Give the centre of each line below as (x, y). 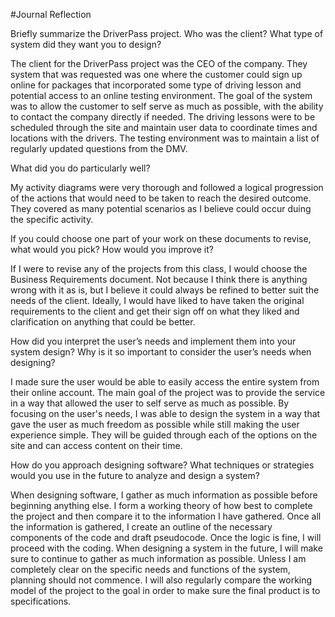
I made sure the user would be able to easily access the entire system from (165, 382)
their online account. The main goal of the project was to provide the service (168, 392)
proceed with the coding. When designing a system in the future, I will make (166, 548)
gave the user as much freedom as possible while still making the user (155, 424)
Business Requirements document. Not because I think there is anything (159, 279)
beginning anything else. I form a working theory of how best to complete (161, 505)
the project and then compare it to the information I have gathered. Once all (166, 516)
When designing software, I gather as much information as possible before (164, 495)
